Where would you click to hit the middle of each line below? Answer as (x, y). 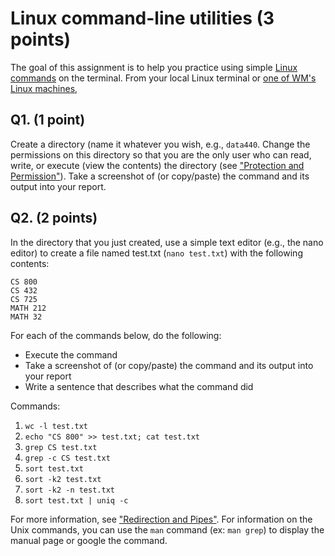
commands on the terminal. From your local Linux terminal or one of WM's (163, 78)
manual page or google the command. (89, 540)
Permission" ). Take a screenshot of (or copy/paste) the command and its (160, 176)
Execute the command (71, 354)
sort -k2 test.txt (63, 479)
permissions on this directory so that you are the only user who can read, (161, 154)
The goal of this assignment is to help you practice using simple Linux (154, 67)
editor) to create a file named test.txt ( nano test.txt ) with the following (156, 253)
